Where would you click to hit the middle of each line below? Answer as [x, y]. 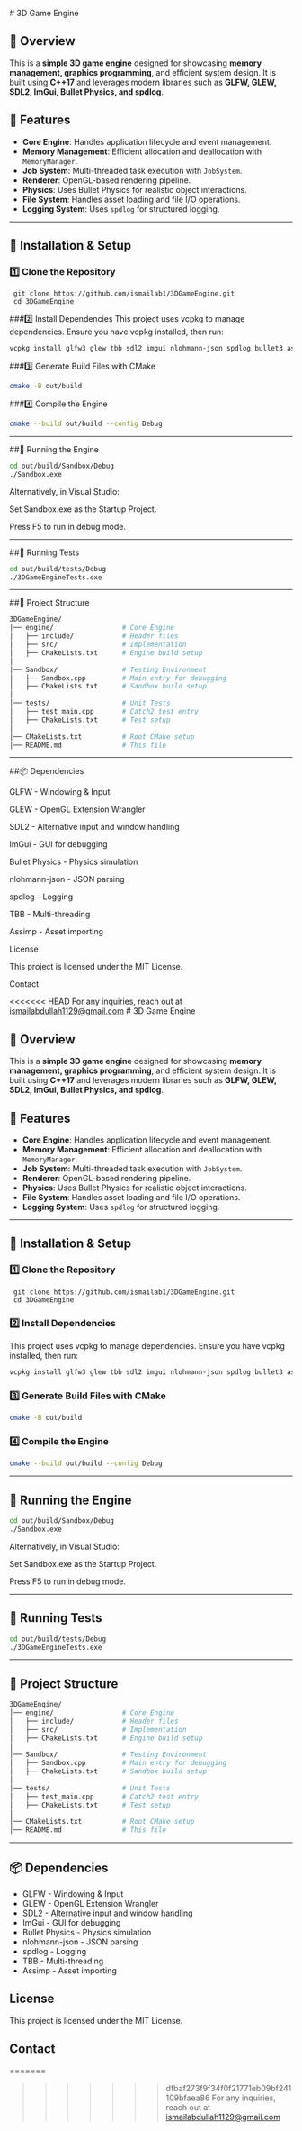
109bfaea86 [188, 2098]
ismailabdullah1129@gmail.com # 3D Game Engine [102, 1011]
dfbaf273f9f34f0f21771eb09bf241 [229, 2088]
